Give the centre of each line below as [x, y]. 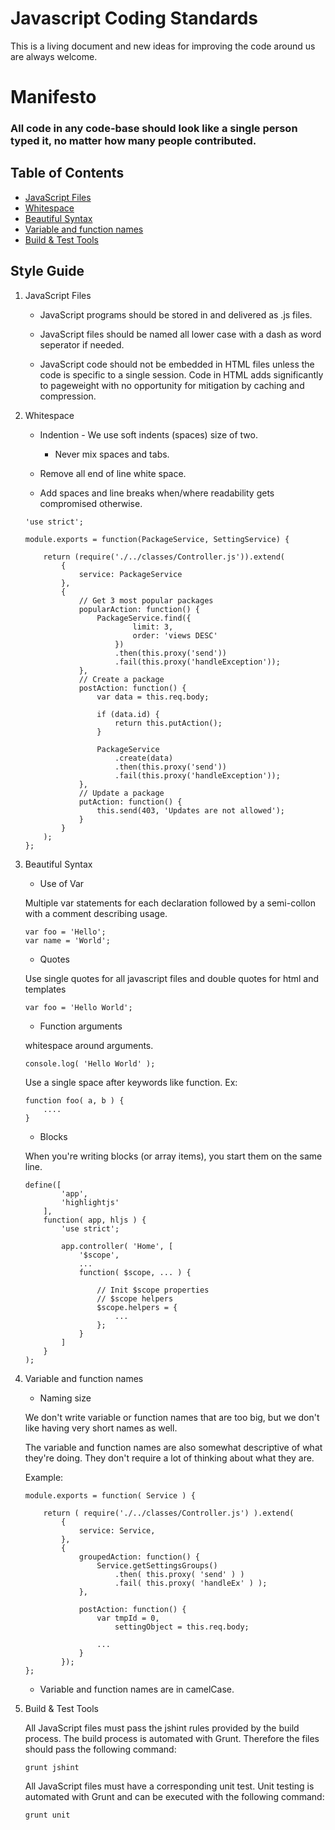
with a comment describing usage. [96, 913]
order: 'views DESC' [175, 635]
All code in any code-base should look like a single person [154, 129]
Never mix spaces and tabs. [112, 454]
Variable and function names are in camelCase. [137, 1689]
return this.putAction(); [168, 723]
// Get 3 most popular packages [146, 600]
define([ [43, 1185]
